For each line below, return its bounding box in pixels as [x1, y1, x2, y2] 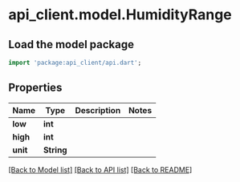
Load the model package [8, 38, 135, 51]
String [43, 144, 67, 156]
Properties [8, 81, 63, 95]
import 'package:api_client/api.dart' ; [8, 59, 142, 67]
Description [75, 104, 121, 115]
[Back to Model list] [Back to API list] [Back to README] [8, 164, 193, 174]
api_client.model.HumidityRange [8, 6, 233, 24]
